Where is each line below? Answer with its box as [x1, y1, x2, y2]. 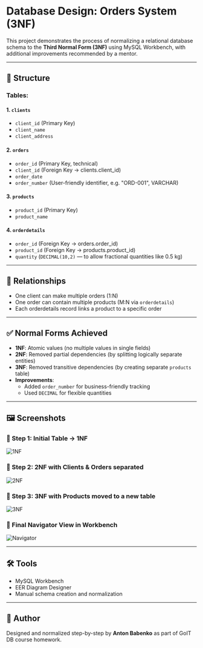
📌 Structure [6, 73, 50, 83]
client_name [14, 127, 45, 134]
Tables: [6, 91, 29, 100]
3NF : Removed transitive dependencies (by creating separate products [14, 363, 192, 371]
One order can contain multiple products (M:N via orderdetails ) [14, 298, 175, 306]
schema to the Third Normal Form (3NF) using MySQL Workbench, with [6, 44, 186, 51]
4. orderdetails [6, 227, 45, 234]
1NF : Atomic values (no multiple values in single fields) [14, 344, 151, 351]
